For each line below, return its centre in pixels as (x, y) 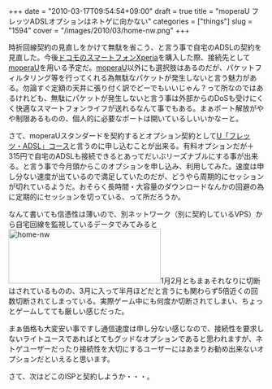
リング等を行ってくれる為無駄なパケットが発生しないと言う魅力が (140, 78)
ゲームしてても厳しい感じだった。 (72, 311)
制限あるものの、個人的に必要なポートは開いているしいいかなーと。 (129, 118)
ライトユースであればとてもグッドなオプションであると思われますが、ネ (142, 339)
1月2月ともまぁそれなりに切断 (211, 281)
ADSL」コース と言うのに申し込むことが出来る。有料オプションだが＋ (138, 146)
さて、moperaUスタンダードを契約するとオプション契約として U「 (119, 135)
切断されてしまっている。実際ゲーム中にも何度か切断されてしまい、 (128, 301)
